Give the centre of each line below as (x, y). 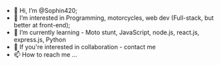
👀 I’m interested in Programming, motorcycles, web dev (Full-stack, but (114, 18)
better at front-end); (42, 25)
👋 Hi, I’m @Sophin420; (45, 11)
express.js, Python (40, 40)
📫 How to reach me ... (45, 54)
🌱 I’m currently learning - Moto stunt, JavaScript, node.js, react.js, (106, 32)
